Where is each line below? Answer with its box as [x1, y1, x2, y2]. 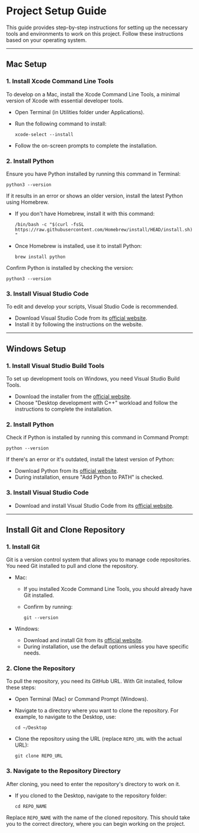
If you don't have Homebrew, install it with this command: [14, 210, 155, 217]
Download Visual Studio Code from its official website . [14, 315, 147, 322]
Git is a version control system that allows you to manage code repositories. [6, 556, 191, 563]
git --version [23, 615, 59, 621]
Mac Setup [6, 59, 47, 70]
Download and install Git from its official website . [23, 637, 143, 644]
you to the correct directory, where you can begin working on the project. [6, 820, 185, 827]
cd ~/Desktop [14, 725, 47, 731]
